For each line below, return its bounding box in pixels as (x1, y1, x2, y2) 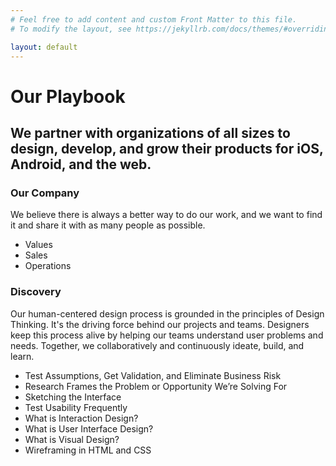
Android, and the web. (10, 156, 152, 173)
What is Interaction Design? (24, 412, 139, 424)
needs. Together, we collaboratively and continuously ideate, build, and (10, 339, 305, 351)
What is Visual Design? (24, 433, 120, 445)
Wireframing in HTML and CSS (24, 444, 152, 456)
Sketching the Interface (24, 391, 122, 403)
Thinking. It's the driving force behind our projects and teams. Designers (10, 318, 310, 330)
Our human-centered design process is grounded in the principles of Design (10, 307, 325, 320)
